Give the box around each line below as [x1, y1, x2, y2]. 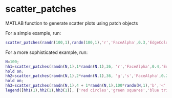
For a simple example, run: [5, 30, 61, 36]
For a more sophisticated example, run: [5, 49, 88, 55]
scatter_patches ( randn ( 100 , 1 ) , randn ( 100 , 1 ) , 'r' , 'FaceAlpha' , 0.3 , [5, 40, 148, 45]
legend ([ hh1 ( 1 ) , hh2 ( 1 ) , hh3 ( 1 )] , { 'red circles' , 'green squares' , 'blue [5, 88, 159, 93]
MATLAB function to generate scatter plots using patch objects [5, 20, 138, 26]
